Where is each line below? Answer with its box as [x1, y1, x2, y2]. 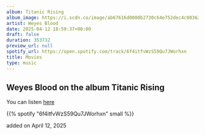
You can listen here [6, 99, 55, 106]
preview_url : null [6, 43, 53, 49]
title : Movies [6, 54, 43, 60]
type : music [6, 60, 37, 66]
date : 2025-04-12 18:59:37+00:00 [6, 26, 92, 32]
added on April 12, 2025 [6, 122, 67, 130]
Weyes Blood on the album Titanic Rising [6, 82, 165, 92]
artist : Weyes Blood [6, 20, 59, 26]
